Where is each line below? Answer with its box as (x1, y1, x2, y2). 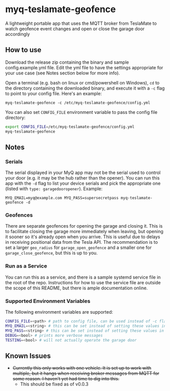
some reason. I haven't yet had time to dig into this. (12, 376, 120, 382)
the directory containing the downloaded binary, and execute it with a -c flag (5, 85, 165, 91)
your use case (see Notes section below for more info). (5, 70, 120, 76)
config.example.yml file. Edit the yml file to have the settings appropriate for (5, 64, 163, 70)
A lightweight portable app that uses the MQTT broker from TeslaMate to (5, 20, 157, 26)
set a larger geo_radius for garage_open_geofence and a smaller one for (5, 244, 152, 251)
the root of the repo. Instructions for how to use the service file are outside (5, 279, 161, 285)
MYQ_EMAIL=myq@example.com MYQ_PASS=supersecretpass (5, 196, 119, 201)
